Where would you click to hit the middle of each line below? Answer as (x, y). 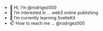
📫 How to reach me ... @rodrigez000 (47, 23)
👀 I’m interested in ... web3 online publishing (54, 13)
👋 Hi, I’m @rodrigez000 (33, 8)
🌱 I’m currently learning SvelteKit (43, 18)
